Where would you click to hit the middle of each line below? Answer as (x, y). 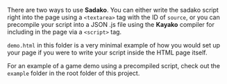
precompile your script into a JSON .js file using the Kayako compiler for (111, 24)
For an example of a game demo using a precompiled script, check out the (114, 66)
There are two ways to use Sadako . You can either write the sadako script (113, 10)
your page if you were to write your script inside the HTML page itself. (107, 52)
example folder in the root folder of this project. (74, 73)
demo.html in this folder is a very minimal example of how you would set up (114, 45)
